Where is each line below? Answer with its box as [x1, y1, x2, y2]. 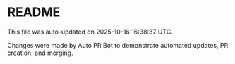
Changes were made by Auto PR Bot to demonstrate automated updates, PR [7, 41, 229, 49]
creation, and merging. [7, 49, 73, 57]
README [7, 4, 61, 20]
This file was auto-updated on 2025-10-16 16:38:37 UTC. [7, 27, 173, 36]
